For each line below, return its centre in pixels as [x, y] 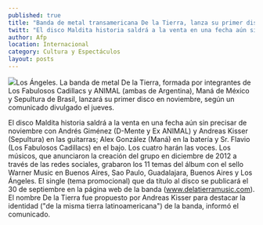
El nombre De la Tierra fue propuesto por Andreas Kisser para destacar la [127, 198]
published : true [34, 15]
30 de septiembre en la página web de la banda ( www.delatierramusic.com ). [131, 189]
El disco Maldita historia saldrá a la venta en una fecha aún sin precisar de [128, 122]
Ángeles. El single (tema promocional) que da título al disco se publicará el [128, 180]
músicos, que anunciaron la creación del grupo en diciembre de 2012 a [122, 156]
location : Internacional [49, 45]
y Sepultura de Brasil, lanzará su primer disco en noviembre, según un [121, 99]
